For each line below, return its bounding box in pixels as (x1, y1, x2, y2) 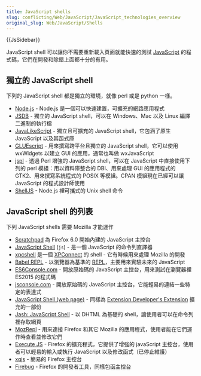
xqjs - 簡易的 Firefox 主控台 (14, 356, 83, 362)
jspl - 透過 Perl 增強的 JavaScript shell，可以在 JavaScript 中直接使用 (14, 157, 185, 164)
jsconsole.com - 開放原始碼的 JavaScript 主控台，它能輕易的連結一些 (14, 281, 185, 288)
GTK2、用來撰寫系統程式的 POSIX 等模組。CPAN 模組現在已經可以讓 (14, 172, 184, 179)
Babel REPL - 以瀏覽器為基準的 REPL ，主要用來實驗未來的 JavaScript (14, 258, 185, 265)
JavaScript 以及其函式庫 (14, 135, 75, 142)
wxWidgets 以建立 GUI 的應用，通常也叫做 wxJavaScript (14, 150, 154, 157)
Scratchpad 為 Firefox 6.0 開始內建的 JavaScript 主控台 (14, 236, 151, 243)
